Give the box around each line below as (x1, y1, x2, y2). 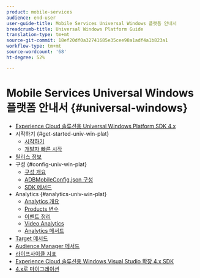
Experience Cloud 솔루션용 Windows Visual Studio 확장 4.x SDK (15, 257, 174, 265)
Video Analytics (24, 219, 64, 227)
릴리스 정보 (15, 153, 42, 160)
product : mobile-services (6, 9, 72, 15)
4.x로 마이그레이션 (15, 265, 60, 273)
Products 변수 (24, 205, 59, 213)
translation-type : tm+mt (6, 32, 70, 38)
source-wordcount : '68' (6, 49, 67, 55)
